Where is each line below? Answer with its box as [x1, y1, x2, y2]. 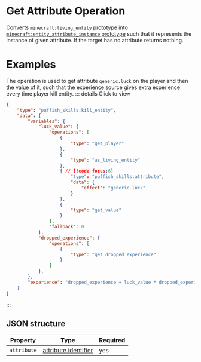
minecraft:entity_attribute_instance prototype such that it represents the [6, 30, 192, 37]
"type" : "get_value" [70, 207, 121, 213]
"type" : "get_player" [70, 140, 124, 146]
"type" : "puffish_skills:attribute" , [70, 174, 165, 180]
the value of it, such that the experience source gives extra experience [6, 84, 181, 91]
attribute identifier [42, 346, 93, 355]
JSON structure [6, 318, 66, 329]
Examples [6, 58, 56, 71]
